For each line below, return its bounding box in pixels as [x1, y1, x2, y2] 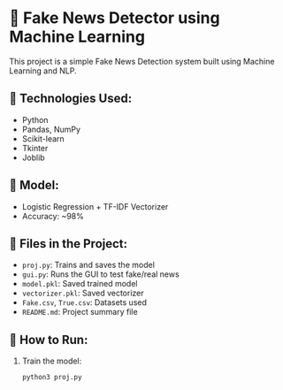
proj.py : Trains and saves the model [21, 260, 155, 271]
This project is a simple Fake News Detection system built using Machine [9, 56, 275, 66]
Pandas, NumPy [21, 124, 81, 134]
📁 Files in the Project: [9, 236, 128, 251]
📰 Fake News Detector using [9, 8, 220, 28]
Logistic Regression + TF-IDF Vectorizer [21, 201, 169, 211]
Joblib [21, 152, 46, 163]
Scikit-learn [21, 133, 65, 144]
